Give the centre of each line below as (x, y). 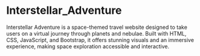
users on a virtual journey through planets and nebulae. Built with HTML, (96, 33)
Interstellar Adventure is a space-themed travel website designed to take (97, 27)
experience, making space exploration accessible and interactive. (88, 46)
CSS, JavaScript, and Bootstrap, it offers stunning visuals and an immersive (100, 40)
